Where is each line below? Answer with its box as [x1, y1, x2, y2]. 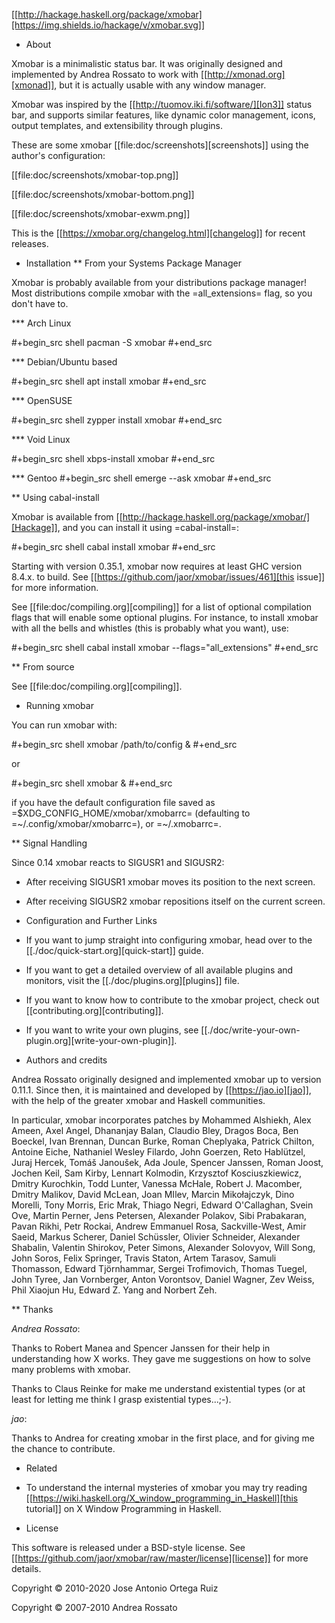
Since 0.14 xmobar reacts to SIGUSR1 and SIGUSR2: [11, 857, 225, 868]
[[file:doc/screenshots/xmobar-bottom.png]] [11, 189, 195, 200]
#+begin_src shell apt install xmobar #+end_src [11, 375, 207, 387]
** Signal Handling [11, 837, 88, 849]
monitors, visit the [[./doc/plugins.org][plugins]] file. [25, 975, 240, 986]
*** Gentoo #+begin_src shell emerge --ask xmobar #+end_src [11, 472, 272, 484]
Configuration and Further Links [25, 915, 158, 926]
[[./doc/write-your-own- [200, 1024, 301, 1036]
